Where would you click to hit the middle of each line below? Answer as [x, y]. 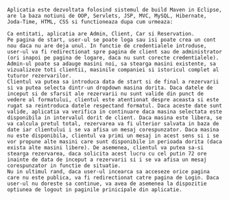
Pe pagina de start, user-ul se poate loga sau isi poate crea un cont [111, 40]
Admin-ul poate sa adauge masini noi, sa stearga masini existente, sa [111, 64]
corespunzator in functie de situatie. [64, 166]
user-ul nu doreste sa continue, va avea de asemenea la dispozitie [107, 184]
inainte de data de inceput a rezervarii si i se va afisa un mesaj [107, 160]
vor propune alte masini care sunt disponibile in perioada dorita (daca [115, 142]
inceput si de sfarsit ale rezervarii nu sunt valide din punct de [106, 94]
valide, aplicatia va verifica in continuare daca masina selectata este [115, 112]
